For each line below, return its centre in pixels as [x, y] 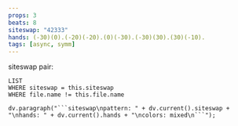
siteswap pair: [31, 67]
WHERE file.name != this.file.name [66, 95]
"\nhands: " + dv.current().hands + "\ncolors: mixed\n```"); [112, 115]
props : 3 [22, 15]
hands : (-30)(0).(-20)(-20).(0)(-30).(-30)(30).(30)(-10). [107, 37]
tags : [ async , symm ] [42, 45]
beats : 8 [22, 23]
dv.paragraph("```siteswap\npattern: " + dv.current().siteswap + [119, 109]
